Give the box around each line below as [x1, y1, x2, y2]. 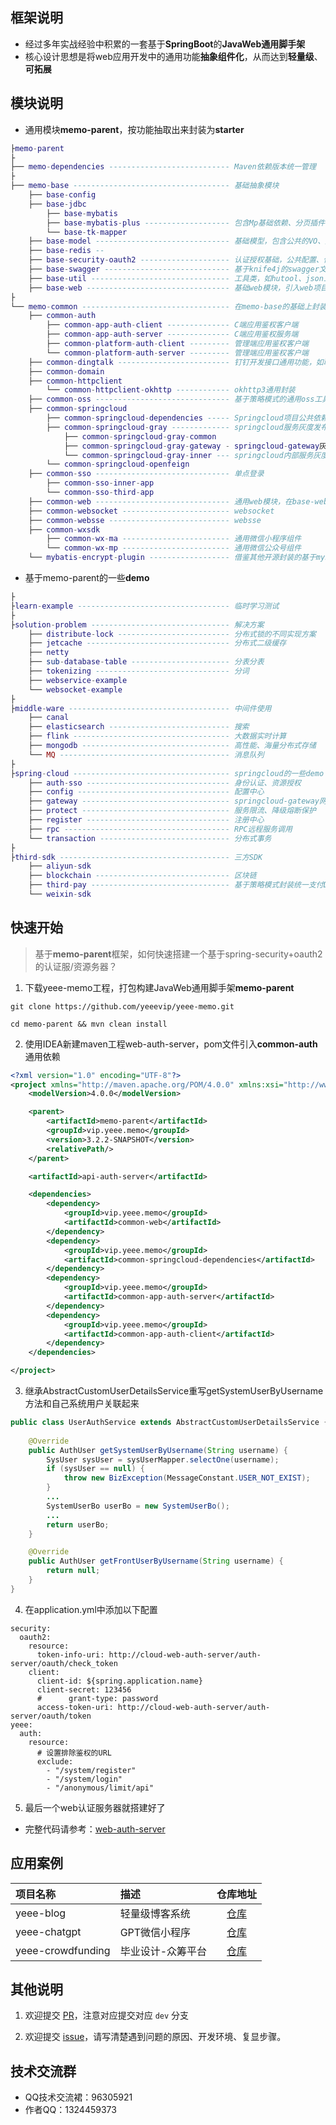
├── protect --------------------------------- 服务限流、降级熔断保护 [28, 806, 317, 816]
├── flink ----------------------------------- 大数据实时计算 [28, 731, 287, 742]
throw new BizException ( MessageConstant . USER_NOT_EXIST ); [63, 1473, 311, 1483]
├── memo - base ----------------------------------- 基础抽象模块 [10, 181, 280, 191]
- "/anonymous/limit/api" [46, 1783, 155, 1793]
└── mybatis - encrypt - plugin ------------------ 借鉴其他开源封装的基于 [28, 553, 317, 563]
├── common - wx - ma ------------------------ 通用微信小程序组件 [46, 534, 302, 544]
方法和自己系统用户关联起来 [24, 1398, 140, 1410]
